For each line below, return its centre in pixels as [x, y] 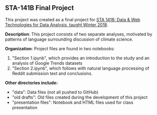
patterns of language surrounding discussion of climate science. [69, 39]
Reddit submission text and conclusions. [52, 73]
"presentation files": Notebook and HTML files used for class [73, 102]
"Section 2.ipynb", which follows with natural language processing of [81, 68]
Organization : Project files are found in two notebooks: [60, 48]
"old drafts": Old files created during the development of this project [80, 97]
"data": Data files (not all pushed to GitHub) [55, 92]
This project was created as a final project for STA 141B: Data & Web [73, 19]
